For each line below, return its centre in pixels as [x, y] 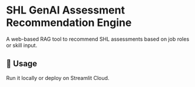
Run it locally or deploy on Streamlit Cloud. [58, 78]
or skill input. [22, 45]
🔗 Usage [22, 64]
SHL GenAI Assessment [66, 10]
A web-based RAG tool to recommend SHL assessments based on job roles [98, 39]
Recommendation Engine [69, 23]
